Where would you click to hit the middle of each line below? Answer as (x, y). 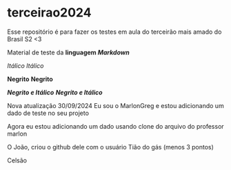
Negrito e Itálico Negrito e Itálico (55, 92)
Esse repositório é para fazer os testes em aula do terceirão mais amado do (114, 32)
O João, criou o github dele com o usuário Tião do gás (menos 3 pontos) (110, 147)
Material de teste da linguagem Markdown (68, 52)
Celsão (17, 160)
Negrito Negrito (30, 79)
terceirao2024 (49, 13)
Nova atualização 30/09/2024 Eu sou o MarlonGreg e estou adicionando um (115, 105)
